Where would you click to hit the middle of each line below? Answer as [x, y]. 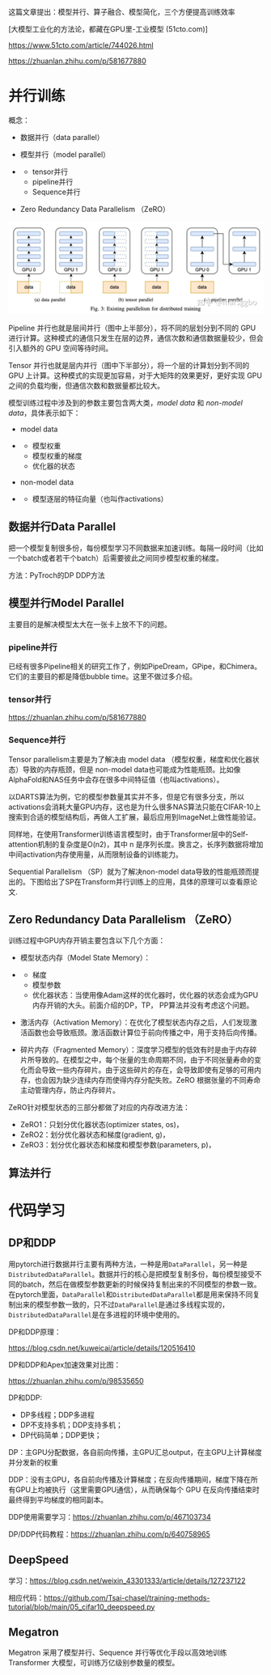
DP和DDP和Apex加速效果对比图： [65, 1364]
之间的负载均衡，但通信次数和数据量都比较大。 [86, 386]
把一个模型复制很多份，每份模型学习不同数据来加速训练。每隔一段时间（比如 [136, 548]
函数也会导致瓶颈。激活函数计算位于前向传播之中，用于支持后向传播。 [144, 1033]
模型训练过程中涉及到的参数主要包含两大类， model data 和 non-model [125, 403]
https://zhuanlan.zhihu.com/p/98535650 [76, 1380]
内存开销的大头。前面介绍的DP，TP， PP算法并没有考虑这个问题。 [143, 1005]
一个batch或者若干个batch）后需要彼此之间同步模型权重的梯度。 [116, 558]
